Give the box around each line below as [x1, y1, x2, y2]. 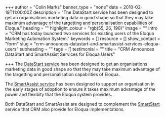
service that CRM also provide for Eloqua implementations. [5, 106, 125, 112]
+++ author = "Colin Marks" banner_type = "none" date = [5, 4, 123, 10]
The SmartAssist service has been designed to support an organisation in [5, 81, 155, 87]
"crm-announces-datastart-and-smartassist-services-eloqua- [34, 41, 161, 46]
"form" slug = [5, 41, 33, 46]
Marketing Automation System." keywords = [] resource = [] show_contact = [5, 36, 161, 41]
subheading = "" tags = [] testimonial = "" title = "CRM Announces [19, 46, 155, 52]
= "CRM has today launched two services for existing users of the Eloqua [5, 31, 154, 36]
